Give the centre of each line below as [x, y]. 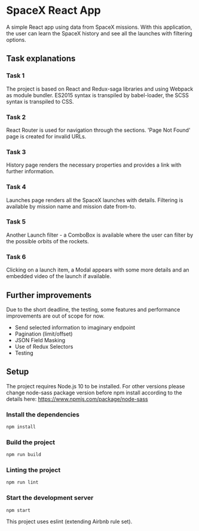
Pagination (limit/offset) [44, 334]
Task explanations [41, 58]
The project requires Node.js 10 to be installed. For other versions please [96, 386]
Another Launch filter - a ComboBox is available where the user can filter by [100, 235]
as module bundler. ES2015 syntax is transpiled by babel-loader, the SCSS [98, 95]
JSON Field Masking [40, 340]
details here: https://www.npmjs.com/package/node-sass [77, 399]
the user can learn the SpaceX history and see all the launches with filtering [99, 33]
